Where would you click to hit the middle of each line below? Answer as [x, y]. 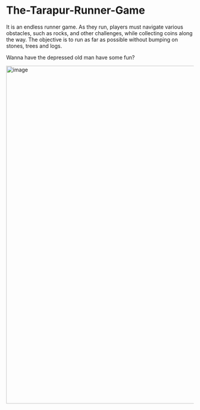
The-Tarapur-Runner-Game [76, 10]
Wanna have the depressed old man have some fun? [71, 57]
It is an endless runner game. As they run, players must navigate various [95, 27]
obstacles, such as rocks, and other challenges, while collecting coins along [99, 33]
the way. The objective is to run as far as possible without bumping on [92, 39]
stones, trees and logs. [34, 46]
